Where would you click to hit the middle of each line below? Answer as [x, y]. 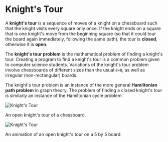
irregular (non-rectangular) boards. [41, 75]
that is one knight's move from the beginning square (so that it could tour [81, 33]
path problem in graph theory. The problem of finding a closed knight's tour [84, 90]
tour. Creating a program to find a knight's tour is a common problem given [82, 59]
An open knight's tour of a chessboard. [46, 115]
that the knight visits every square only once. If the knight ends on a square [83, 28]
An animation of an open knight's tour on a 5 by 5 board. [63, 134]
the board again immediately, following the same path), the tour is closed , [81, 39]
